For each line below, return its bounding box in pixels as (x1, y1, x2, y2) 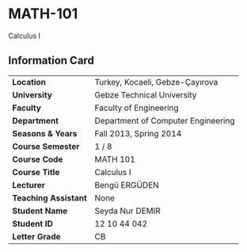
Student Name (12, 205, 68, 216)
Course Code (12, 154, 63, 165)
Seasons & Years (12, 128, 78, 139)
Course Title (12, 166, 60, 178)
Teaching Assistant (12, 192, 87, 203)
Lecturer (12, 179, 45, 190)
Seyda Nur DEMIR (94, 205, 161, 216)
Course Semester (12, 140, 80, 151)
